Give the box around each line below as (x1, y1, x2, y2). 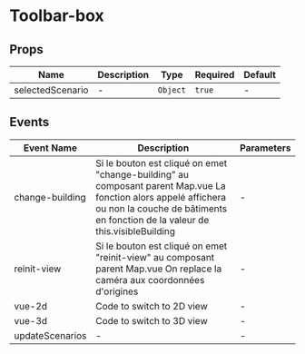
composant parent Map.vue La (94, 179, 226, 192)
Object (157, 85, 186, 95)
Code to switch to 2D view (94, 300, 208, 312)
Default (243, 69, 277, 81)
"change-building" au (94, 168, 189, 181)
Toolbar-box (9, 5, 104, 26)
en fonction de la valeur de (94, 213, 210, 226)
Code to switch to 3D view (94, 314, 208, 327)
